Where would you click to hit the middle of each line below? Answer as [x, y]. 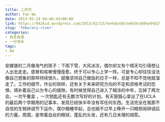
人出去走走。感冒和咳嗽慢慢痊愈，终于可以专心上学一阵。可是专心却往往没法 [82, 71]
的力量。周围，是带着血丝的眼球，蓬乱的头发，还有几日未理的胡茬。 [74, 115]
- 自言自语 [15, 37]
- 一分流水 [15, 42]
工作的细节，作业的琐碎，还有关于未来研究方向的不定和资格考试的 [84, 84]
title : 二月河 [18, 10]
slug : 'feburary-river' [29, 28]
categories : [17, 32]
